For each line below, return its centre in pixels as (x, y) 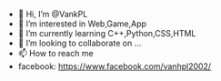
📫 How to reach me (55, 53)
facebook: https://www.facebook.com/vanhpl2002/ (115, 66)
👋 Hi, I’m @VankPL (53, 14)
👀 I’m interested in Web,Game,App (82, 24)
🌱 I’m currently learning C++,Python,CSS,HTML (107, 33)
